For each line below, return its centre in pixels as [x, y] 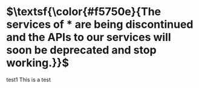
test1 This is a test [29, 80]
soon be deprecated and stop [81, 50]
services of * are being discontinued [100, 24]
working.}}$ [38, 63]
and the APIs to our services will [89, 37]
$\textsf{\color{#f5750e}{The [84, 12]
